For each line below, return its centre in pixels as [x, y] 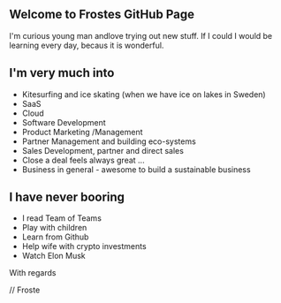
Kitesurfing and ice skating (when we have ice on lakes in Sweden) [144, 94]
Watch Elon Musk [53, 256]
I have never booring [67, 197]
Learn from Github [55, 237]
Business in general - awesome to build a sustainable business [136, 169]
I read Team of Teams [61, 218]
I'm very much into [62, 73]
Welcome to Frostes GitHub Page [102, 15]
